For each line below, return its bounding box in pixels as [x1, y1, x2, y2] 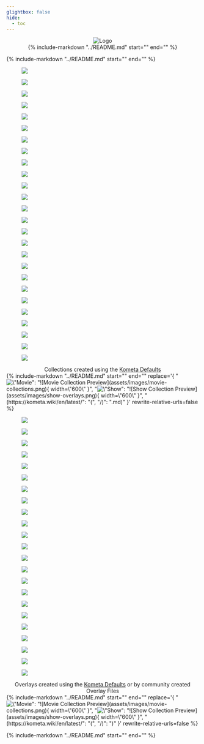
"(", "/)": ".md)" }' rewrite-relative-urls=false [87, 399, 199, 406]
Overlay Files [86, 687, 119, 695]
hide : [6, 15, 20, 21]
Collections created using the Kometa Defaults [44, 366, 161, 374]
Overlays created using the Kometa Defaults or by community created [15, 681, 191, 688]
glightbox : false [6, 9, 51, 15]
